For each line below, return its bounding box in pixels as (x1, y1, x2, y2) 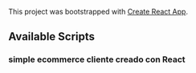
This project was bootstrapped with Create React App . (8, 7, 189, 16)
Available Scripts (8, 30, 95, 43)
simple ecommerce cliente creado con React (8, 54, 186, 65)
